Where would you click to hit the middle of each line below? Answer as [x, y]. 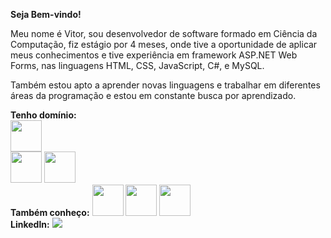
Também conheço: [50, 212]
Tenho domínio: [43, 115]
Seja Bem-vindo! [46, 14]
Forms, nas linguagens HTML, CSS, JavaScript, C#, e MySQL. [137, 65]
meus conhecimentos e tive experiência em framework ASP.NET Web [154, 55]
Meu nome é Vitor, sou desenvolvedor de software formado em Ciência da [164, 33]
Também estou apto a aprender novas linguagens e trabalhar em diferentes [165, 85]
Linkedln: [30, 224]
